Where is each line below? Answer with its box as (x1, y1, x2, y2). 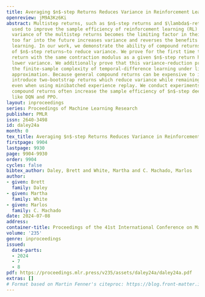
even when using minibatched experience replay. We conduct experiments (12, 83, 201, 89)
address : (6, 219, 29, 225)
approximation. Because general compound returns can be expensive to (12, 71, 195, 77)
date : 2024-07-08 (6, 213, 51, 220)
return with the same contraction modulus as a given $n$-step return (12, 54, 195, 60)
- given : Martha (6, 190, 48, 196)
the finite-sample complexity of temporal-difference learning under (12, 65, 192, 72)
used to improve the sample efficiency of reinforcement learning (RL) (12, 26, 198, 32)
